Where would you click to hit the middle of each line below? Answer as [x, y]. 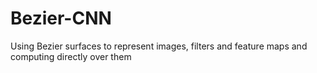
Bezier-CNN [61, 18]
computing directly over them [71, 56]
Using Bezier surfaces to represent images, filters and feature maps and [159, 46]
